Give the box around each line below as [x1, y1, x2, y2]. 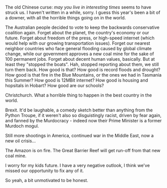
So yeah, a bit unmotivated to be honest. [5, 178, 89, 183]
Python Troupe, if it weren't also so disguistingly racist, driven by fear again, [5, 112, 162, 118]
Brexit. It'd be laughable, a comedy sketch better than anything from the [5, 107, 153, 113]
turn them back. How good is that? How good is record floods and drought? [5, 67, 161, 73]
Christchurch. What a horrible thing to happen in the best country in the [5, 92, 152, 98]
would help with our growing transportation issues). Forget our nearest [5, 40, 151, 46]
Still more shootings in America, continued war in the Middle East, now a [5, 133, 154, 138]
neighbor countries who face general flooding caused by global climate [5, 46, 152, 51]
